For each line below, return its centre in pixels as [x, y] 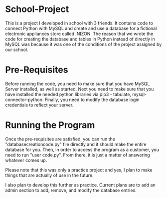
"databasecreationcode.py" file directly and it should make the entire [76, 144]
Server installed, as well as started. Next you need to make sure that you [80, 89]
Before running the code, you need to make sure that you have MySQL [78, 83]
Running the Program [50, 125]
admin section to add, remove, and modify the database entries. [71, 190]
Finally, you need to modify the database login [92, 99]
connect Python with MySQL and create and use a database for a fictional [81, 28]
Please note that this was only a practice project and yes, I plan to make [79, 170]
